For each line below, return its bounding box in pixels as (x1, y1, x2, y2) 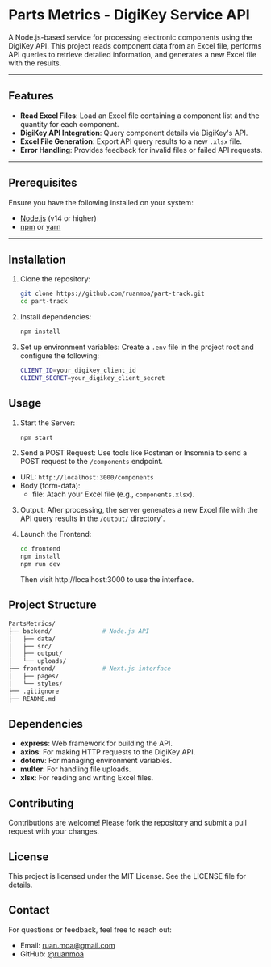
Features (8, 89, 54, 103)
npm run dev (19, 560, 60, 568)
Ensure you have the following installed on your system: (8, 197, 194, 207)
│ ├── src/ (8, 642, 52, 650)
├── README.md (8, 695, 56, 703)
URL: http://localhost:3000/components (19, 472, 155, 482)
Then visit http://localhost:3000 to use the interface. (19, 575, 194, 585)
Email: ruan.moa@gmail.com (19, 940, 115, 950)
